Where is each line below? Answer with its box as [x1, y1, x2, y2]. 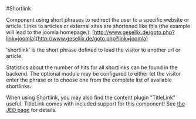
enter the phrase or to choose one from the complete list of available [6, 76, 172, 83]
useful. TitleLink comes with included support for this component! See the [6, 100, 185, 107]
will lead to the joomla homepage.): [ [6, 29, 94, 36]
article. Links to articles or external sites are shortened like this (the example [6, 23, 191, 29]
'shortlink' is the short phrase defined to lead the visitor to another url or [6, 46, 181, 53]
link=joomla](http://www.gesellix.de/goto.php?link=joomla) [6, 35, 148, 42]
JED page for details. [6, 107, 57, 113]
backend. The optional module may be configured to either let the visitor [6, 70, 181, 77]
